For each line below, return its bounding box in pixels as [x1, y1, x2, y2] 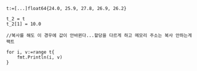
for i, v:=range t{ [6, 49, 55, 55]
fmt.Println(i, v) [17, 54, 63, 60]
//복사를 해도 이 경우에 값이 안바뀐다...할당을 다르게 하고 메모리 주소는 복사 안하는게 [6, 33, 192, 38]
